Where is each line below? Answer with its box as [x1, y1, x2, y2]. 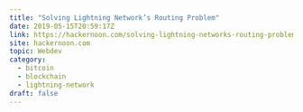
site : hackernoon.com [9, 38, 91, 48]
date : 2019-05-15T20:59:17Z [9, 22, 115, 31]
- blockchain [17, 72, 67, 81]
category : [9, 55, 47, 64]
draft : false [9, 89, 59, 98]
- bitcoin [17, 64, 54, 73]
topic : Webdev [9, 47, 63, 56]
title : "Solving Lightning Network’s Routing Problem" [9, 13, 220, 23]
